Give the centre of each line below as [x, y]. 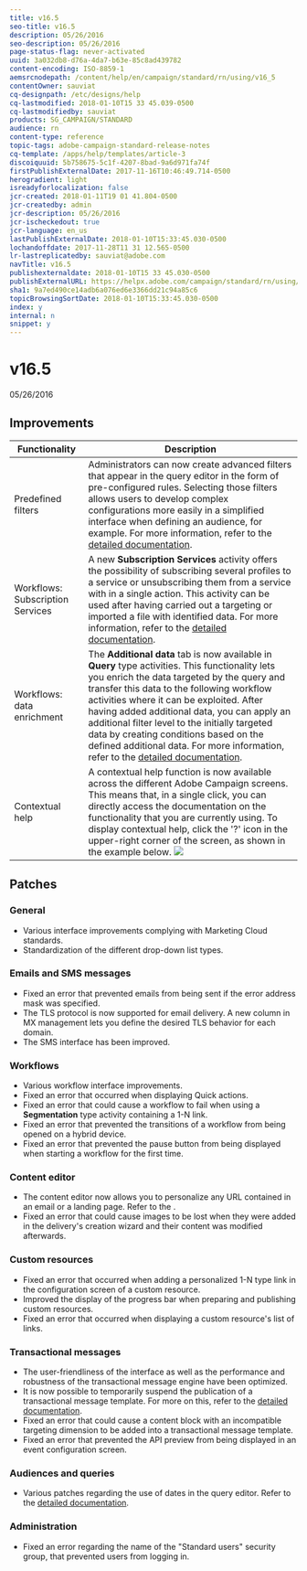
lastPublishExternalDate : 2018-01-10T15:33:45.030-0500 [118, 239]
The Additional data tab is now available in [180, 654]
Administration [43, 1526]
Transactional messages [65, 1352]
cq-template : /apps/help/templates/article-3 [97, 154]
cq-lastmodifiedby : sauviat [63, 112]
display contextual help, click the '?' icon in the [188, 828]
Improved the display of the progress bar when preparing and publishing [159, 1298]
